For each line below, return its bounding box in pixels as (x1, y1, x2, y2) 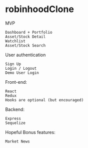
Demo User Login (5, 70, 39, 75)
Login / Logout (5, 66, 37, 71)
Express (5, 116, 21, 121)
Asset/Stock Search (5, 43, 46, 48)
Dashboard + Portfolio (5, 30, 52, 35)
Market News (5, 139, 30, 144)
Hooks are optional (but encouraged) (5, 97, 84, 102)
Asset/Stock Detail (5, 34, 46, 39)
